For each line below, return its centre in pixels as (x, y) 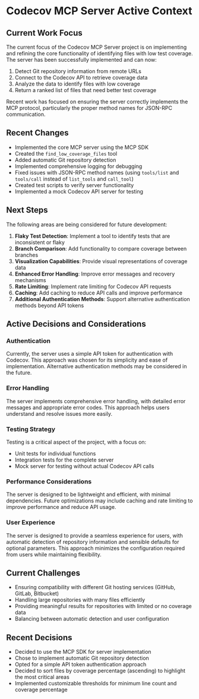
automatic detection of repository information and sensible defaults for (93, 542)
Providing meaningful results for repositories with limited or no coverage (103, 606)
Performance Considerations (49, 481)
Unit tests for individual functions (55, 453)
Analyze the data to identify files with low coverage (78, 84)
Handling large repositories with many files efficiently (80, 600)
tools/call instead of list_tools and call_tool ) (74, 179)
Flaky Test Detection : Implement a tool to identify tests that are (92, 236)
